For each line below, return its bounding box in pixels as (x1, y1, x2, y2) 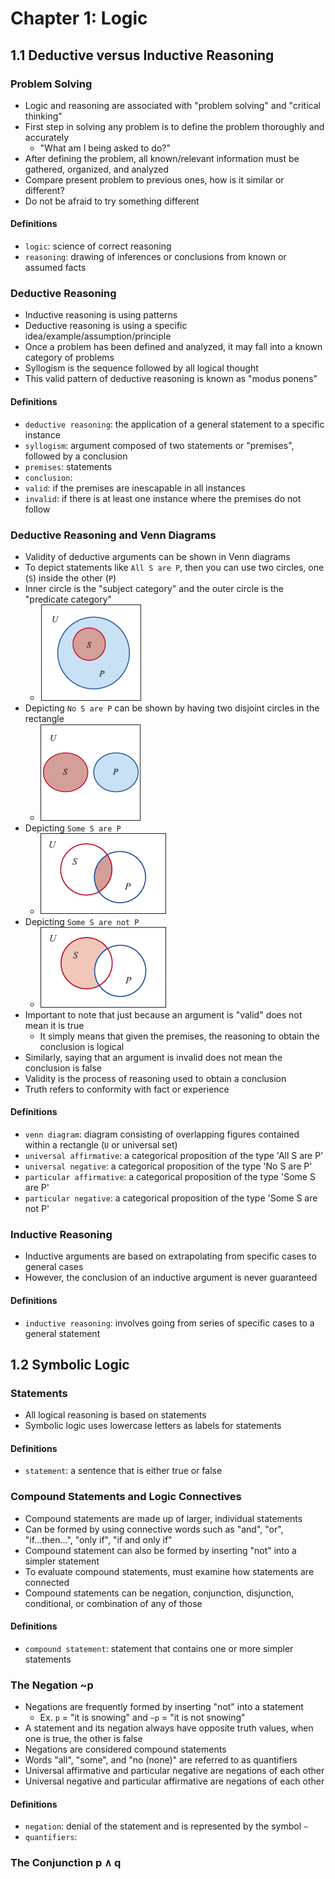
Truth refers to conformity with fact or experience (24, 1083, 230, 1095)
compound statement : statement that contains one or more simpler (24, 1642, 294, 1654)
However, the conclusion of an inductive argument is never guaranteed (24, 1272, 318, 1284)
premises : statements (24, 460, 113, 472)
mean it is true (24, 1019, 85, 1031)
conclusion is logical (39, 1040, 125, 1052)
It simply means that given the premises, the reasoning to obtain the (39, 1030, 320, 1042)
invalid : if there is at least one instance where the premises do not (24, 492, 302, 504)
